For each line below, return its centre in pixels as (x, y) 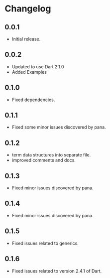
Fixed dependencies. (33, 100)
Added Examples (29, 72)
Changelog (28, 9)
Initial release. (26, 39)
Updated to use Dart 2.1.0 (38, 67)
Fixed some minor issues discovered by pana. (59, 127)
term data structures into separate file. (51, 155)
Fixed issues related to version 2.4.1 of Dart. (57, 271)
